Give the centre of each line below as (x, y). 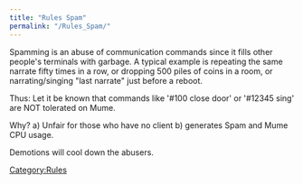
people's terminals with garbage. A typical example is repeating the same (146, 61)
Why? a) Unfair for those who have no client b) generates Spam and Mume (149, 125)
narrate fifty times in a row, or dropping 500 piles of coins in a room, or (141, 71)
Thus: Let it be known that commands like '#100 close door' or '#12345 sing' (152, 98)
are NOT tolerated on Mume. (62, 107)
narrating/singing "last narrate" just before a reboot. (106, 80)
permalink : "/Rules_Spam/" (60, 26)
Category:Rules (38, 170)
